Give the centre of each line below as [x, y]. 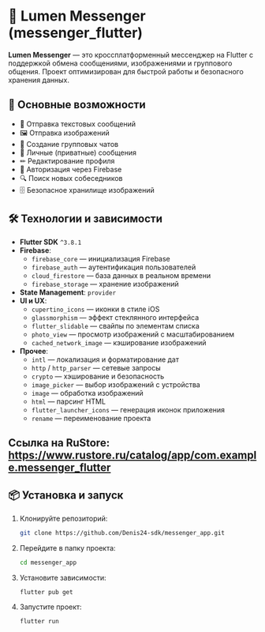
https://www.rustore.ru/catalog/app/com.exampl [132, 455]
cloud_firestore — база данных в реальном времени [121, 275]
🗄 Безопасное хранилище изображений [87, 190]
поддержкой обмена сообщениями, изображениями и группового [120, 63]
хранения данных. [39, 80]
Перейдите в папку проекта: [67, 547]
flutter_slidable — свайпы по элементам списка [115, 325]
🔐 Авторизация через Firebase [71, 169]
